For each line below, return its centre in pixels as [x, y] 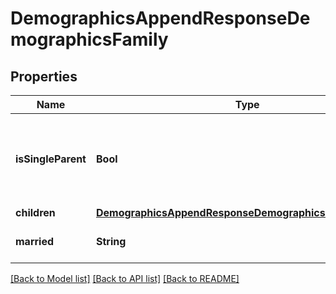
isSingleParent [51, 159]
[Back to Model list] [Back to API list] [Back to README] [125, 278]
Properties [44, 76]
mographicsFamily [89, 39]
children [35, 212]
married [35, 241]
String [111, 241]
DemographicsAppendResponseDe [160, 18]
